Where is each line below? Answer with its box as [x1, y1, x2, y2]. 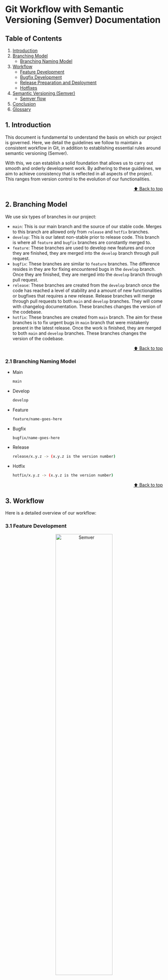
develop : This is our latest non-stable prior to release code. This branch [12, 234, 159, 240]
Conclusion [12, 101, 36, 107]
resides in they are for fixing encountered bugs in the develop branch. [12, 266, 156, 272]
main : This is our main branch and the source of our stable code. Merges [12, 223, 162, 229]
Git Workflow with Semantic [5, 4, 124, 15]
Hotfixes [19, 85, 37, 91]
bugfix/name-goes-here [12, 435, 60, 440]
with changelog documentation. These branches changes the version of [12, 303, 161, 310]
